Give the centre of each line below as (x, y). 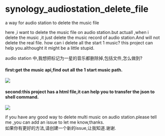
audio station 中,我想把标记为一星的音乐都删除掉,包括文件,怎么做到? (74, 58)
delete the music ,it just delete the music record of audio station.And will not (82, 37)
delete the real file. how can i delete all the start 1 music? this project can (79, 42)
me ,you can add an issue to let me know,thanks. (55, 122)
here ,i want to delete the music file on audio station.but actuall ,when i (77, 32)
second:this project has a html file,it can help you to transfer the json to (80, 92)
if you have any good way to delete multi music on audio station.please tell (81, 117)
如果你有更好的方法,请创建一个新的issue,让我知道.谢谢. (61, 128)
